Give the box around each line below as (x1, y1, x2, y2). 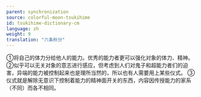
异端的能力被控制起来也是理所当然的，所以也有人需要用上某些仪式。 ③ (16, 69, 195, 76)
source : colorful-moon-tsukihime (6, 14, 91, 20)
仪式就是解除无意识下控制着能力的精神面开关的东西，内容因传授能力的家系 (6, 77, 191, 84)
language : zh (6, 25, 39, 32)
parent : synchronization (6, 8, 69, 15)
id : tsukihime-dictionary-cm (6, 20, 80, 26)
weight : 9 (6, 31, 31, 37)
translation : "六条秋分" (6, 37, 65, 43)
